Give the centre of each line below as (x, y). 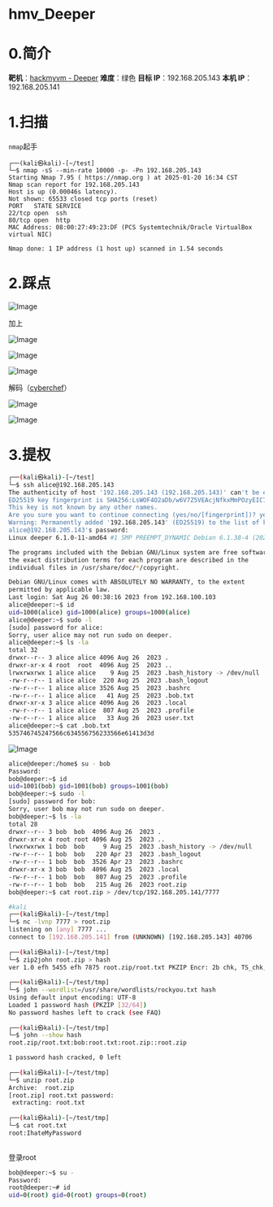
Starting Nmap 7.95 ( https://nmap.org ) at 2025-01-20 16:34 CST (123, 178)
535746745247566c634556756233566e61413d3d (81, 733)
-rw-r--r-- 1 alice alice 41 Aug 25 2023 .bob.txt (102, 696)
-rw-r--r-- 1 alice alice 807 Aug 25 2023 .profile (102, 711)
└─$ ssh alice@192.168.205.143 (61, 484)
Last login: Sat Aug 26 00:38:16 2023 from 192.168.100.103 (113, 597)
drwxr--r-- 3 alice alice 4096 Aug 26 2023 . (89, 658)
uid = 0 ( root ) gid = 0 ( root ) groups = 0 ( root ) (78, 1196)
